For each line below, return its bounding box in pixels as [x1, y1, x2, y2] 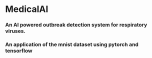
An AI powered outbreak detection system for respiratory [5, 21, 147, 28]
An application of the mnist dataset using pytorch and [5, 41, 139, 48]
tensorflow [5, 47, 32, 54]
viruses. [5, 27, 26, 34]
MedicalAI [5, 3, 48, 15]
